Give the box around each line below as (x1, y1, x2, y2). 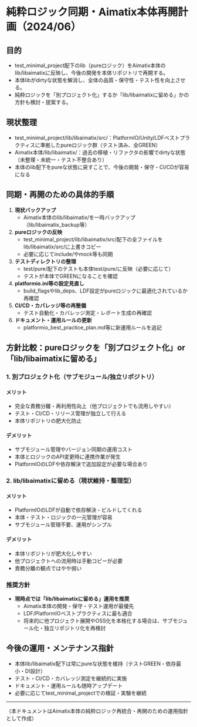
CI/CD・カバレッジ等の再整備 (14, 302, 86, 309)
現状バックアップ (14, 206, 56, 213)
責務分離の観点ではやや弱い (14, 564, 82, 571)
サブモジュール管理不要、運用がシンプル (14, 521, 113, 529)
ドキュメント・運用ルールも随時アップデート (14, 682, 123, 689)
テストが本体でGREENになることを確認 (23, 272, 118, 280)
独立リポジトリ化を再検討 (43, 624, 106, 631)
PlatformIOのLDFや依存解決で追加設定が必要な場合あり (14, 460, 148, 467)
